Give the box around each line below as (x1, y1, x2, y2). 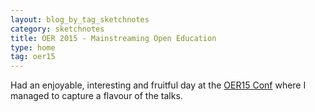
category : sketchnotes (10, 24, 105, 34)
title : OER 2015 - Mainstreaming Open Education (10, 33, 217, 43)
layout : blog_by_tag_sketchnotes (10, 14, 150, 25)
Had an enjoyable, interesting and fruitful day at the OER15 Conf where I (10, 79, 307, 91)
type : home (10, 42, 56, 53)
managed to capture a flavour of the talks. (10, 90, 183, 102)
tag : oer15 (10, 52, 56, 62)
